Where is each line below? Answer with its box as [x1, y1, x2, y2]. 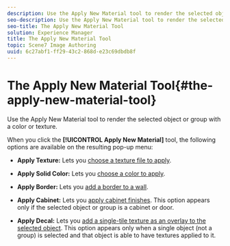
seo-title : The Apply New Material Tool [7, 23, 125, 29]
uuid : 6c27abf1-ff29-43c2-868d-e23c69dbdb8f [7, 49, 136, 56]
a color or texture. [7, 122, 58, 130]
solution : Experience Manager [7, 29, 94, 36]
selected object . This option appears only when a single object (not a [16, 223, 212, 232]
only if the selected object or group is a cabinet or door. [16, 203, 175, 211]
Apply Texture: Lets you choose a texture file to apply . [16, 156, 172, 164]
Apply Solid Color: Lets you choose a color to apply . [16, 169, 166, 177]
